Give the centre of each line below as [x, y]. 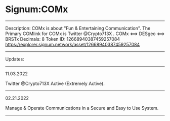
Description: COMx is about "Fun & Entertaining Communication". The [78, 28]
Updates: [15, 59]
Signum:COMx [37, 9]
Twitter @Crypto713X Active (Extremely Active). [55, 83]
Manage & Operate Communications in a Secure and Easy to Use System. [82, 108]
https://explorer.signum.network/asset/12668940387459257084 [73, 44]
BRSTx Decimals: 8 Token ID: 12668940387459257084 [63, 39]
